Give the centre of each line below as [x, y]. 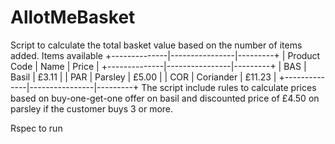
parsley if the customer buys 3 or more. [92, 108]
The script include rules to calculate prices [229, 87]
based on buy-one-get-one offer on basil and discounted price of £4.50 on [165, 98]
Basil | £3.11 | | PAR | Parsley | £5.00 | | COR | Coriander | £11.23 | [143, 77]
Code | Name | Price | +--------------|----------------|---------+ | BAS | [158, 66]
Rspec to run [36, 128]
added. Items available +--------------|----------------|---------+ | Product [165, 55]
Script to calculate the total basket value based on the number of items [156, 45]
